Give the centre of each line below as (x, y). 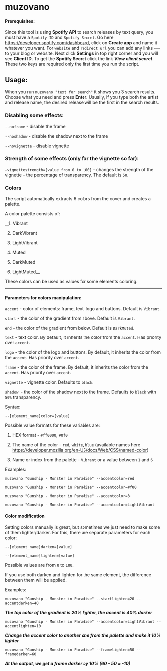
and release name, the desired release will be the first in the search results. (82, 103)
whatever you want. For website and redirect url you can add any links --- (83, 48)
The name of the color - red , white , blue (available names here (76, 445)
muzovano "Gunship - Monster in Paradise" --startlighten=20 (70, 599)
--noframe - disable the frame (35, 126)
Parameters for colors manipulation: (43, 297)
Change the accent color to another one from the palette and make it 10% (83, 635)
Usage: (17, 80)
